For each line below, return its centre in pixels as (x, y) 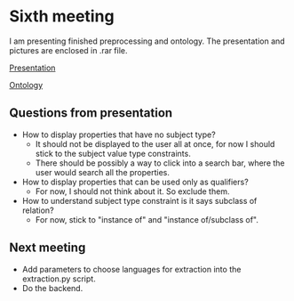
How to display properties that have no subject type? (119, 134)
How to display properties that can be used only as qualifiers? (135, 182)
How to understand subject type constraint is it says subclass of (139, 200)
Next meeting (48, 248)
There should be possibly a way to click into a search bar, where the (160, 163)
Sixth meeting (62, 16)
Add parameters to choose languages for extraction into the (131, 269)
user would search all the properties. (103, 172)
